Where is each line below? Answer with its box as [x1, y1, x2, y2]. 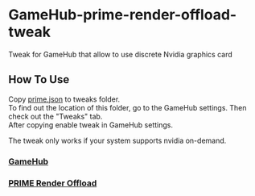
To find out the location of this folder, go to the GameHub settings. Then [8, 102, 247, 112]
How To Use [8, 73, 70, 86]
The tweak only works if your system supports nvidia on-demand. [8, 136, 227, 145]
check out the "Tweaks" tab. [8, 111, 103, 121]
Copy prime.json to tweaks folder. [8, 94, 121, 104]
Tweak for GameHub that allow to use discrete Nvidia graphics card [8, 49, 233, 59]
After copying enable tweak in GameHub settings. [8, 119, 173, 130]
